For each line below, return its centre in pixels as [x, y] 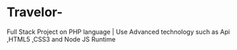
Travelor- [35, 12]
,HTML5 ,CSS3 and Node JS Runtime [61, 39]
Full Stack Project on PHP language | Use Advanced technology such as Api [118, 32]
